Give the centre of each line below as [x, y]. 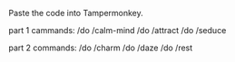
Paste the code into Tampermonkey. [76, 13]
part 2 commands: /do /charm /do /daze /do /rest [101, 48]
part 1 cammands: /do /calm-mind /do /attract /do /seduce [117, 30]
